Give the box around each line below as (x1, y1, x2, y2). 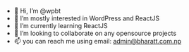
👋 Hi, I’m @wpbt (13, 7, 61, 15)
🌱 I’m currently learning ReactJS (13, 22, 108, 30)
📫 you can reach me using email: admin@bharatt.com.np (13, 37, 182, 45)
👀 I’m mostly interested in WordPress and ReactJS (13, 14, 160, 22)
